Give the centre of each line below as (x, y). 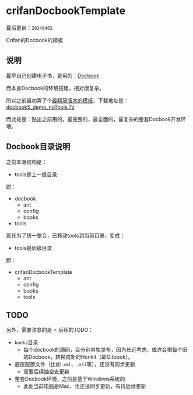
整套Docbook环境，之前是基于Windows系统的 (70, 379)
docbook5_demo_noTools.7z (40, 107)
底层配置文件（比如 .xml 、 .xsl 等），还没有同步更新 (75, 365)
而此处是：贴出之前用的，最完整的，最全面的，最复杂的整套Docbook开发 (94, 119)
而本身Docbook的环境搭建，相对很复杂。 (55, 88)
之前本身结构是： (27, 162)
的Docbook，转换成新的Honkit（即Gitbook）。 (78, 357)
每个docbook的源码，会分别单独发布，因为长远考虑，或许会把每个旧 (105, 350)
